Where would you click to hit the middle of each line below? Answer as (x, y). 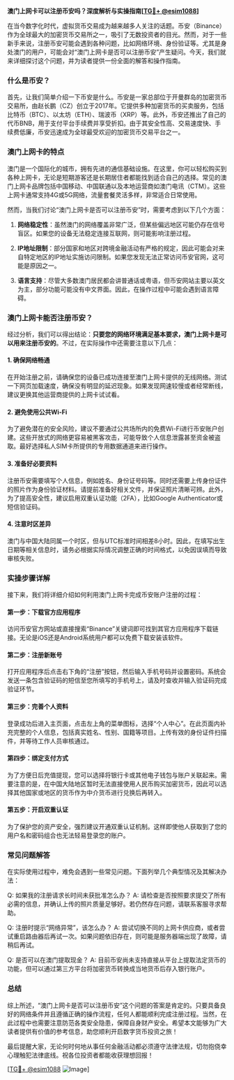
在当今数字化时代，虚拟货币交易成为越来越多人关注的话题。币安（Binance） (117, 26)
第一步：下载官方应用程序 (44, 612)
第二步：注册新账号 (35, 655)
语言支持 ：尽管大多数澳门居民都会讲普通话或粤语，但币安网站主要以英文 (121, 280)
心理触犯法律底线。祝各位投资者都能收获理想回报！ (80, 1055)
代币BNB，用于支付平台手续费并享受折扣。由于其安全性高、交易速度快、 (111, 123)
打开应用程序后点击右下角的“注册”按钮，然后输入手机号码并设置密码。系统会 (117, 672)
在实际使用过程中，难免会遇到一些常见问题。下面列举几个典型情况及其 (108, 872)
